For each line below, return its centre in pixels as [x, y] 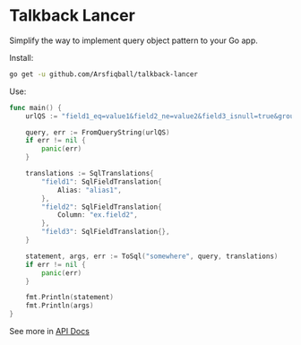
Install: [21, 57]
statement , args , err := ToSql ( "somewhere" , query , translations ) [152, 256]
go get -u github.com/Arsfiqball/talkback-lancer [104, 74]
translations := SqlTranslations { [90, 174]
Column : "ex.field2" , [98, 215]
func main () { [36, 108]
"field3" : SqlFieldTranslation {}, [106, 232]
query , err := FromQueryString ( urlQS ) [98, 132]
